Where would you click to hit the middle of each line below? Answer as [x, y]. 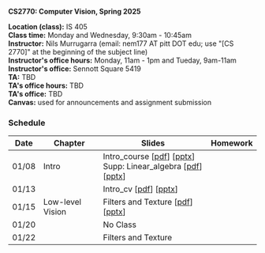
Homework [232, 143]
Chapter [69, 143]
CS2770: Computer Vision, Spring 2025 [75, 11]
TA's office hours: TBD [46, 85]
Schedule [27, 123]
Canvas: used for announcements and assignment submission [110, 102]
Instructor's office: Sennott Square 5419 [75, 69]
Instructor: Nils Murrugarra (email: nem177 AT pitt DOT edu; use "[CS [121, 43]
